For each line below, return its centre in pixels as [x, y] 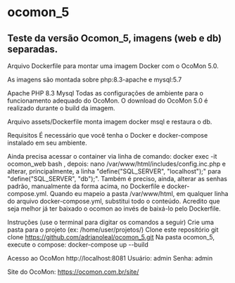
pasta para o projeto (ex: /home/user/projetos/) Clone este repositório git [113, 230]
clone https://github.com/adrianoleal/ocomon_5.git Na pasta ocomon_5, [111, 237]
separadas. [33, 49]
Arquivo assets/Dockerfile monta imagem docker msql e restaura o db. [110, 121]
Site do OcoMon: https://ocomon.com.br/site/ [73, 272]
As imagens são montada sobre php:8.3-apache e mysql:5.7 [95, 79]
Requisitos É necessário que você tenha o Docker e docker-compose [108, 135]
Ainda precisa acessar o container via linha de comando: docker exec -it [112, 156]
